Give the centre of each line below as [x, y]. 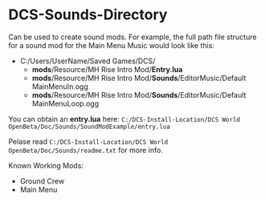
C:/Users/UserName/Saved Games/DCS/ [88, 61]
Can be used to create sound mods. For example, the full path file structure [132, 37]
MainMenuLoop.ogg [65, 103]
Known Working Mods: [46, 165]
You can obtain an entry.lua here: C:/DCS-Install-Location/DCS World [124, 119]
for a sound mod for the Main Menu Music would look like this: [112, 45]
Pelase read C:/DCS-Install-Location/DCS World [88, 141]
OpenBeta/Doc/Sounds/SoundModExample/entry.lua [90, 127]
